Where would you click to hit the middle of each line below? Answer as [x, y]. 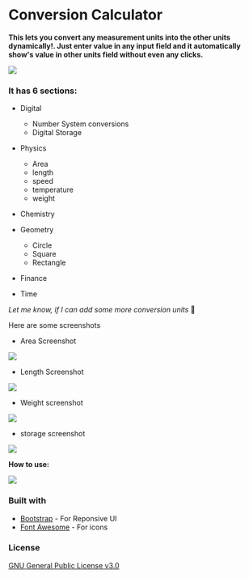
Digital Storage [57, 133]
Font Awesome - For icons [64, 527]
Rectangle [49, 263]
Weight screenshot [51, 403]
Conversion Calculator [86, 15]
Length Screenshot [52, 372]
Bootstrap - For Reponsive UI [68, 518]
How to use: [29, 465]
